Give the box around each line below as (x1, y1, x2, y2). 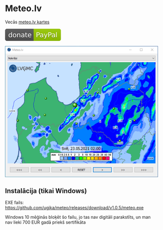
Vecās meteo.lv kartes (5, 19, 50, 25)
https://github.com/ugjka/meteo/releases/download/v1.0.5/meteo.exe (5, 205, 144, 211)
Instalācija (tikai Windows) (5, 187, 87, 195)
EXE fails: (5, 200, 24, 206)
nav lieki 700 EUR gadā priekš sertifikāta (5, 219, 86, 225)
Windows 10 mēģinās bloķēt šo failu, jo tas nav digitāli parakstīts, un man (5, 214, 151, 220)
